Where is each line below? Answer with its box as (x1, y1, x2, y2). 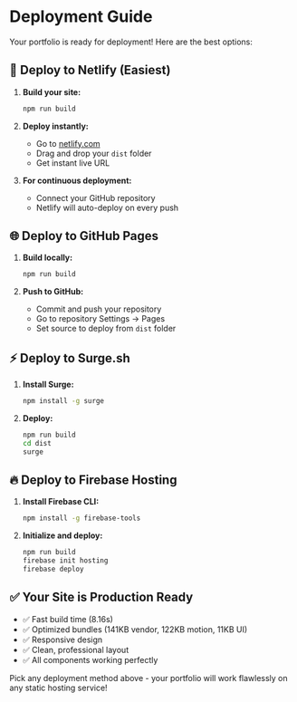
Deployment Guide (9, 6, 153, 27)
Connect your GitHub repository (35, 192, 156, 203)
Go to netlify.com (35, 138, 101, 149)
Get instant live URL (35, 157, 110, 168)
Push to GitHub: (22, 286, 84, 297)
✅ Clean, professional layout (22, 644, 129, 655)
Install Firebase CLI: (22, 496, 100, 507)
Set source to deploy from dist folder (35, 323, 177, 334)
